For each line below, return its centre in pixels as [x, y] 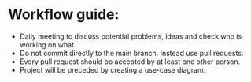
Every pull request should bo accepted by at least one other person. [130, 61]
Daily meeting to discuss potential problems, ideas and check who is [131, 36]
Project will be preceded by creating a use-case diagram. [113, 69]
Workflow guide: [64, 15]
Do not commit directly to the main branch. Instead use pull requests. [131, 53]
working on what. [48, 44]
